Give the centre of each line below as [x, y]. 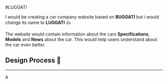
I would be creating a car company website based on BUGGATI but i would [82, 17]
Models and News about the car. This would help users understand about [81, 39]
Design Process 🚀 [33, 60]
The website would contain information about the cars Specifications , [77, 34]
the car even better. [25, 45]
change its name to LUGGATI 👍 [38, 22]
